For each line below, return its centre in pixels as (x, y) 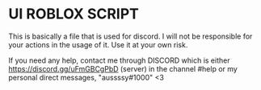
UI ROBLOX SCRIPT (74, 14)
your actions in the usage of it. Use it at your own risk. (98, 44)
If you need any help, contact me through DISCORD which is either (119, 60)
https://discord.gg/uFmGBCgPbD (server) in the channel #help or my (123, 68)
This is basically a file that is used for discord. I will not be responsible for (130, 36)
